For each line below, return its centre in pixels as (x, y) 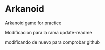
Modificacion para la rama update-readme (49, 32)
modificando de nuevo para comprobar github (53, 42)
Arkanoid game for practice (33, 23)
